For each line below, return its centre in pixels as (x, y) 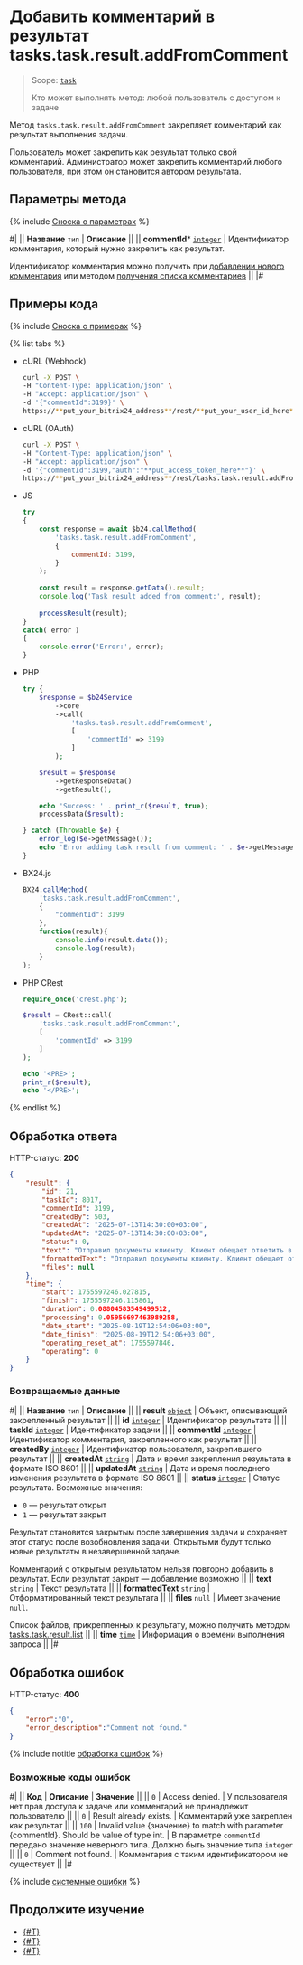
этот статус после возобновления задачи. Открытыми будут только (140, 1542)
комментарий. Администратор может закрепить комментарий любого (146, 161)
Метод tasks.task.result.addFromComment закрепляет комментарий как (146, 125)
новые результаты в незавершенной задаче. (96, 1552)
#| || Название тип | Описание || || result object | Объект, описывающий (148, 1411)
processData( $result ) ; (82, 814)
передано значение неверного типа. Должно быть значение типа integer (151, 1845)
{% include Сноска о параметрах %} (80, 221)
